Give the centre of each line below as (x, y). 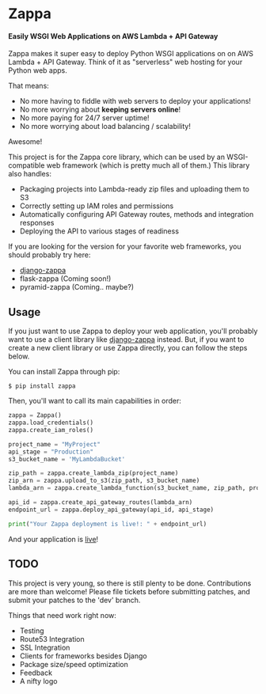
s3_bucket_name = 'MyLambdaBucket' (67, 459)
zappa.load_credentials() (51, 423)
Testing (32, 631)
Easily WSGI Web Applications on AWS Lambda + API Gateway (113, 36)
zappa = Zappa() (35, 415)
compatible (27, 165)
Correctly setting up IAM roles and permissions (97, 206)
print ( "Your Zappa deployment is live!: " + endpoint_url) (108, 524)
